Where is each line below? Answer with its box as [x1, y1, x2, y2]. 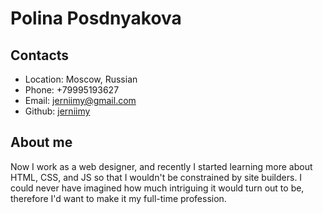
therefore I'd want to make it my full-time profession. [10, 192, 227, 204]
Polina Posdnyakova [10, 7, 182, 30]
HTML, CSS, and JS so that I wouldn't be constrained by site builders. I [10, 171, 303, 183]
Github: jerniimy [24, 105, 91, 117]
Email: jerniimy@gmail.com [24, 95, 137, 106]
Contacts [10, 47, 70, 64]
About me [10, 134, 73, 151]
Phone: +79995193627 [24, 84, 120, 96]
